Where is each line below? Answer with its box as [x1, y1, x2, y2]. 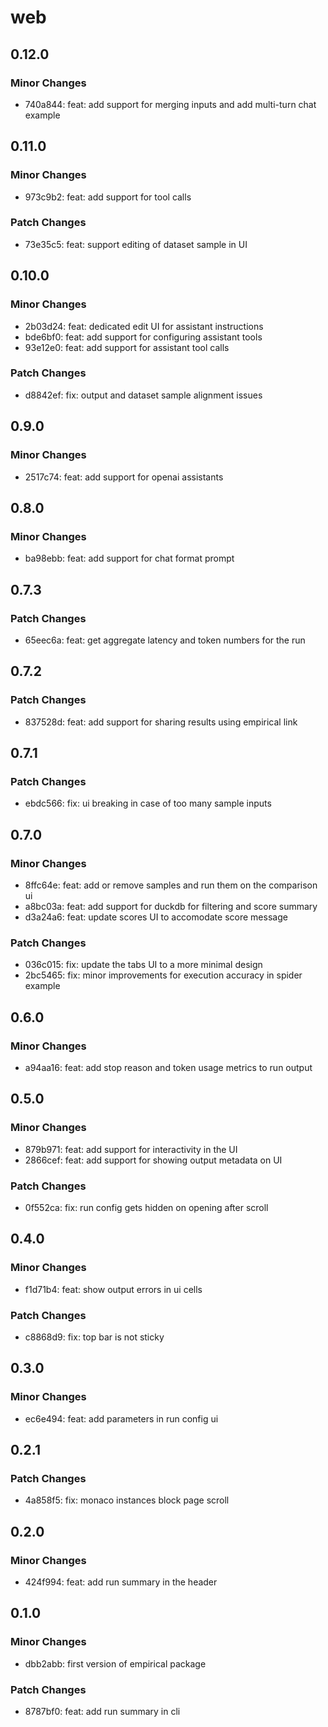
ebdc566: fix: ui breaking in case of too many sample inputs [24, 797, 272, 810]
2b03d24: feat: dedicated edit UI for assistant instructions [24, 320, 264, 332]
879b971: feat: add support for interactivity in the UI [24, 1143, 238, 1155]
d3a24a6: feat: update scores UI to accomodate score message [24, 911, 288, 923]
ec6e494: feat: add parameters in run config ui [24, 1412, 219, 1425]
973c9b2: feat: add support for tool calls [24, 191, 192, 203]
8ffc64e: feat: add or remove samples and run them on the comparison [24, 879, 318, 891]
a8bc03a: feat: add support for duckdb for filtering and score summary [24, 900, 318, 912]
